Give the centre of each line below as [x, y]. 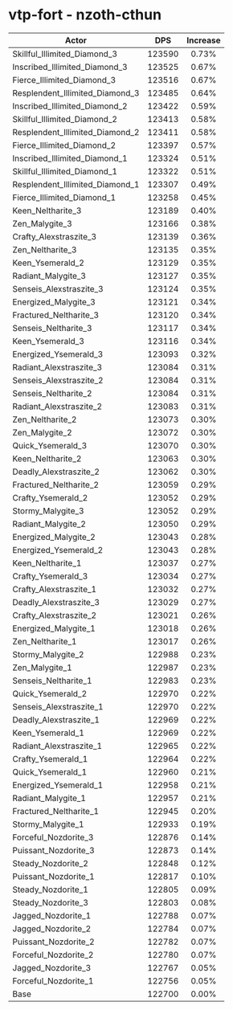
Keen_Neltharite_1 [47, 562]
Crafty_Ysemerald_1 [50, 759]
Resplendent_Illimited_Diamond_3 [76, 92]
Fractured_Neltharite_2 [55, 485]
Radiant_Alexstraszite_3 [57, 367]
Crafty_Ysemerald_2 [50, 497]
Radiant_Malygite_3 [49, 276]
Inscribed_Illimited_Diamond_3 [70, 67]
